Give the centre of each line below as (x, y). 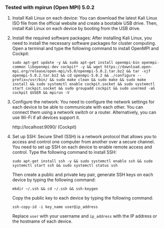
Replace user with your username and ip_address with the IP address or (85, 216)
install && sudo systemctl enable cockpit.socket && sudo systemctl (83, 84)
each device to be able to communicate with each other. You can (78, 107)
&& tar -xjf (139, 71)
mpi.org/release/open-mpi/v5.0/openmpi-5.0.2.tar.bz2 (68, 71)
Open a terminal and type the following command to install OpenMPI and (85, 49)
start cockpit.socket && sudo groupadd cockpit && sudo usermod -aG (83, 88)
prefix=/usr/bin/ (30, 80)
